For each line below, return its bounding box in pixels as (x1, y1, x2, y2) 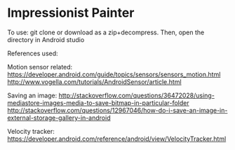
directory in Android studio (7, 35, 85, 43)
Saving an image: (7, 91, 58, 100)
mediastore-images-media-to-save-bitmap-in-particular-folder (7, 98, 189, 107)
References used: (7, 49, 58, 57)
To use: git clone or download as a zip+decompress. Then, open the (7, 28, 205, 36)
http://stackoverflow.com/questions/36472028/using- (58, 91, 215, 100)
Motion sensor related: (7, 62, 73, 71)
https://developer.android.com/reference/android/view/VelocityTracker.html (7, 135, 227, 143)
